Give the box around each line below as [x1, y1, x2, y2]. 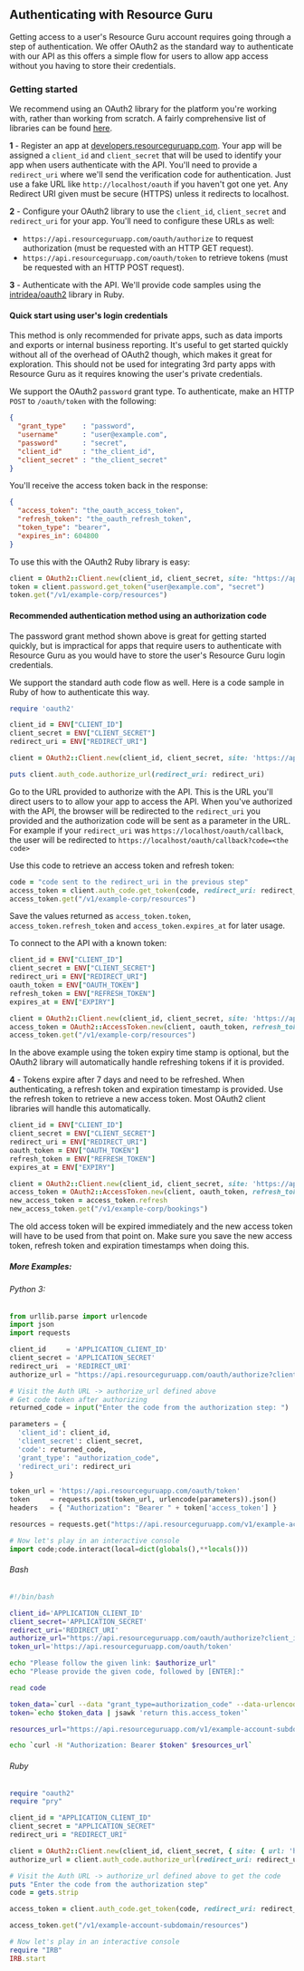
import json [9, 1320, 54, 1329]
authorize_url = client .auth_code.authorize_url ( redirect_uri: [9, 1855, 253, 1864]
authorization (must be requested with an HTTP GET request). [22, 243, 254, 254]
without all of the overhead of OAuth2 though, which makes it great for [9, 349, 273, 361]
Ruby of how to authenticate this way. [9, 686, 150, 697]
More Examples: [9, 1261, 72, 1271]
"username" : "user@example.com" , [17, 430, 168, 440]
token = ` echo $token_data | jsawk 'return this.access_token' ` [9, 1708, 249, 1717]
